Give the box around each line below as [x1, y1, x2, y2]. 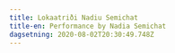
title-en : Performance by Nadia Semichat [9, 22, 167, 31]
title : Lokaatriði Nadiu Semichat [9, 13, 139, 22]
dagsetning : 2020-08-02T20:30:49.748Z [9, 30, 154, 39]
